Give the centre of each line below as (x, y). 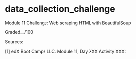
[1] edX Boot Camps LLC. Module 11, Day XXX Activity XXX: (66, 51)
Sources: (14, 42)
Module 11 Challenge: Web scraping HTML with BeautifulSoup (68, 23)
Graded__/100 (19, 32)
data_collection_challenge (60, 9)
